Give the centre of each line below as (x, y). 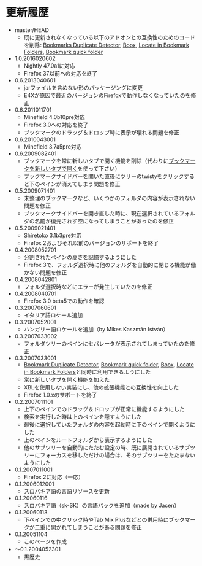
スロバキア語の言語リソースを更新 (66, 491)
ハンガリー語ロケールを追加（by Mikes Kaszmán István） (96, 329)
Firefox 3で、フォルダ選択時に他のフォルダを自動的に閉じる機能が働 (110, 265)
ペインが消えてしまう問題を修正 (80, 184)
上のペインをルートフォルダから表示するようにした (88, 440)
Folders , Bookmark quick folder (63, 52)
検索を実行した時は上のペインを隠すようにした (83, 417)
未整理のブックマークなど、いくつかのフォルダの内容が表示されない (109, 198)
